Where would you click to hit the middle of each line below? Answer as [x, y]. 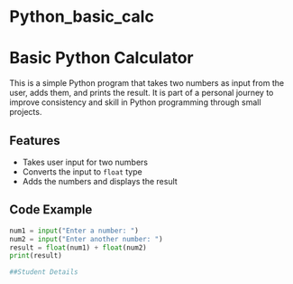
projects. [26, 112]
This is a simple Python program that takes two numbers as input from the [147, 83]
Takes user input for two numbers [85, 162]
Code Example [51, 210]
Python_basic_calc [82, 17]
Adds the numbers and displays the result [100, 181]
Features [35, 141]
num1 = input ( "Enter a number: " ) [74, 231]
